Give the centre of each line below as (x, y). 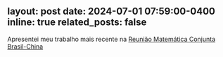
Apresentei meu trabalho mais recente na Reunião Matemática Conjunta (111, 39)
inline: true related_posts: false (77, 23)
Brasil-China (25, 46)
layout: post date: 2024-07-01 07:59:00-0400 (111, 11)
